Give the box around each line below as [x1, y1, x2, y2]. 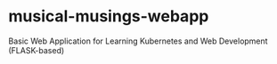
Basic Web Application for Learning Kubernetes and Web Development [8, 36, 268, 46]
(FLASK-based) [8, 44, 65, 55]
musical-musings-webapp [8, 6, 209, 27]
